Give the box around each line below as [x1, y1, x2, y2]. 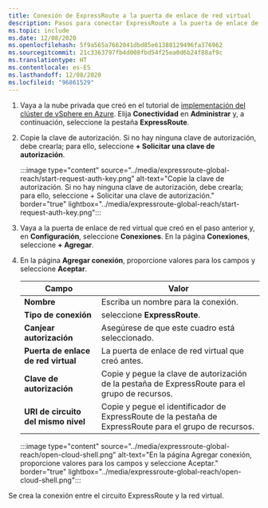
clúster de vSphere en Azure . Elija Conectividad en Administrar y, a [19, 108, 245, 118]
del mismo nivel [23, 415, 86, 427]
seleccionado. [100, 332, 154, 343]
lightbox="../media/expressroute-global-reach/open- [68, 467, 242, 476]
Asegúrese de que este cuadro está [100, 322, 235, 333]
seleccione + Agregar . [19, 240, 94, 250]
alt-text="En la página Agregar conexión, [117, 450, 253, 459]
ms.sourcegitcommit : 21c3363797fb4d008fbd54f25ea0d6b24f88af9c [8, 49, 223, 57]
